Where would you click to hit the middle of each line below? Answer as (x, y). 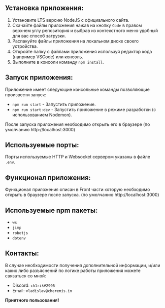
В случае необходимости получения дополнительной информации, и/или (83, 265)
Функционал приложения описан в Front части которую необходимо (78, 190)
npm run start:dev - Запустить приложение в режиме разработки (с (84, 109)
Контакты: (22, 253)
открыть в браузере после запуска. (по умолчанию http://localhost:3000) (82, 195)
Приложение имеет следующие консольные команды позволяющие (78, 89)
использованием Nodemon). (42, 115)
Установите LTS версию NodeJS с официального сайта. (71, 20)
